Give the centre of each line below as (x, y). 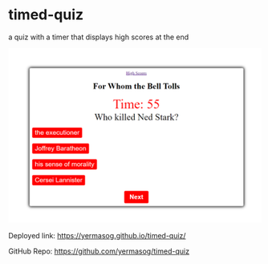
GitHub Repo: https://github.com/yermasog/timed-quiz (99, 251)
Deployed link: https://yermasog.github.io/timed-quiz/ (97, 236)
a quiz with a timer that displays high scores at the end (99, 37)
